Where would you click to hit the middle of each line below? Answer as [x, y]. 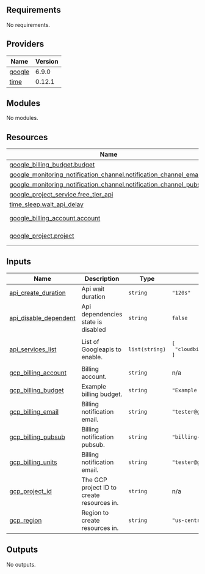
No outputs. [21, 564]
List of [90, 341]
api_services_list [33, 349]
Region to [95, 513]
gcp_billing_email [34, 412]
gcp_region [26, 521]
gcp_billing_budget [37, 390]
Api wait [93, 289]
